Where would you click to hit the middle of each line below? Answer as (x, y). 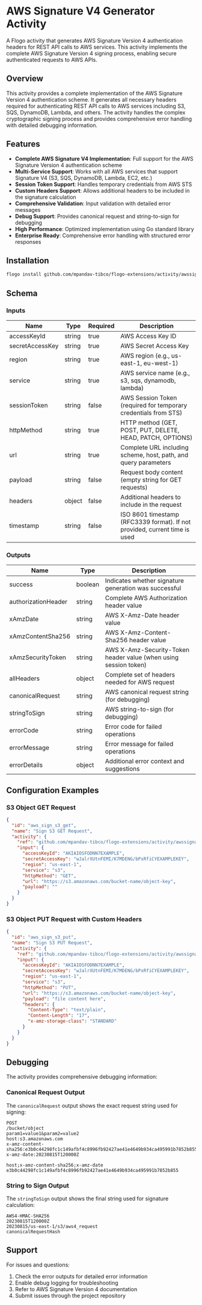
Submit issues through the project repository (70, 1295)
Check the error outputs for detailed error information (81, 1276)
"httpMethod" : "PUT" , (49, 987)
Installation (28, 260)
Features (23, 144)
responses (28, 241)
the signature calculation (45, 197)
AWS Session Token (148, 397)
